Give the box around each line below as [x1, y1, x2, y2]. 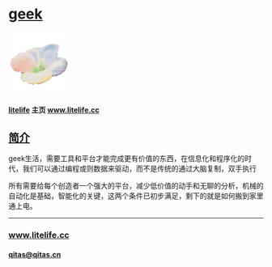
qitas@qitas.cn [8, 249, 62, 259]
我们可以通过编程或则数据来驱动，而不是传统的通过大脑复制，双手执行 [22, 163, 257, 174]
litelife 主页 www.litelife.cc [8, 104, 100, 114]
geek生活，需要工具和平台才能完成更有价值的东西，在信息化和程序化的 [8, 154, 245, 163]
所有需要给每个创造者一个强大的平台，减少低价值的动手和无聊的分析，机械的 [8, 181, 264, 191]
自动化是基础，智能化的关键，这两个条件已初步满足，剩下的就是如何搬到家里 [8, 191, 264, 201]
